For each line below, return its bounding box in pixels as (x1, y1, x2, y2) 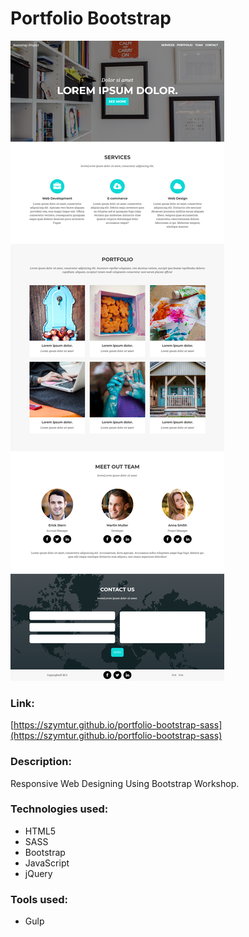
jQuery (24, 867, 53, 879)
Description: (10, 755, 72, 769)
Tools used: (10, 892, 69, 906)
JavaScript (24, 857, 70, 869)
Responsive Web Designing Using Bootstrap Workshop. (10, 777, 240, 789)
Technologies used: (10, 802, 109, 816)
